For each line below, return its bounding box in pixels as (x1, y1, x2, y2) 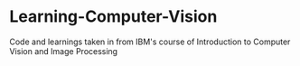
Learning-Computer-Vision (9, 6, 218, 27)
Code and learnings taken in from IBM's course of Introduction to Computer (9, 36, 291, 47)
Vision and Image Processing (9, 45, 118, 56)
